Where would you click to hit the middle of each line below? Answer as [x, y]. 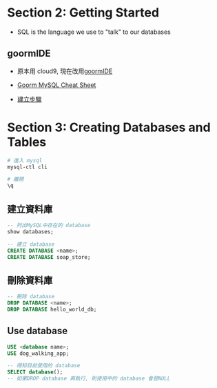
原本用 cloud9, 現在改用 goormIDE [65, 71]
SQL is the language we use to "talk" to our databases [94, 32]
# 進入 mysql [25, 160]
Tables [27, 142]
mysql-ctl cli [28, 167]
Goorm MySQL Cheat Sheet [56, 85]
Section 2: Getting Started [83, 13]
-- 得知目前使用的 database [44, 366]
